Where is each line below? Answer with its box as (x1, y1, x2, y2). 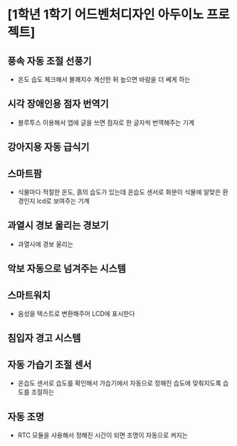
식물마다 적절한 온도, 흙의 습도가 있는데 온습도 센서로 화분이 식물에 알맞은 (17, 188, 221, 197)
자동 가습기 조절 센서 (7, 358, 92, 370)
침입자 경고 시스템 (7, 332, 81, 344)
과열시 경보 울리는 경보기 (7, 219, 109, 232)
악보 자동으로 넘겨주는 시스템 (7, 263, 127, 275)
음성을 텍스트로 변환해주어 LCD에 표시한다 (17, 309, 135, 318)
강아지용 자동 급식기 (7, 141, 90, 153)
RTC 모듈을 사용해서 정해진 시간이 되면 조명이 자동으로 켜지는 (17, 431, 189, 440)
